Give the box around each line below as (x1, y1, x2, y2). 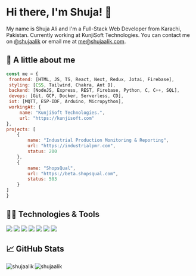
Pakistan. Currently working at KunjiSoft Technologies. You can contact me (6, 31, 191, 38)
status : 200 (27, 148, 58, 154)
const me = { (6, 71, 39, 77)
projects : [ (6, 126, 36, 132)
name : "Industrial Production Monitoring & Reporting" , (27, 137, 169, 144)
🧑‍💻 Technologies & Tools (6, 209, 100, 219)
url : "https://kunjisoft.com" (19, 115, 95, 121)
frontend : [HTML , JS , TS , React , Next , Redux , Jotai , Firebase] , (8, 76, 175, 82)
